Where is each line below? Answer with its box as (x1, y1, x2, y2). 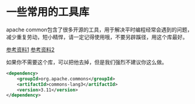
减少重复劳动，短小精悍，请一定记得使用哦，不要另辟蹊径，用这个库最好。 (6, 33, 188, 40)
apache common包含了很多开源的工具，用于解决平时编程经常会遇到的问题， (6, 26, 193, 33)
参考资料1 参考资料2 (6, 45, 55, 53)
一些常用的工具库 (6, 5, 90, 19)
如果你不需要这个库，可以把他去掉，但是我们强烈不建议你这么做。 (6, 58, 167, 66)
